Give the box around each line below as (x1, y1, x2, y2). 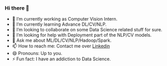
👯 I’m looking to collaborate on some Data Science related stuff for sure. (12, 27, 162, 33)
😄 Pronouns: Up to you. (12, 50, 63, 56)
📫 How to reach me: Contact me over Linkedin (12, 43, 110, 49)
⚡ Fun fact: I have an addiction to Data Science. (12, 56, 111, 62)
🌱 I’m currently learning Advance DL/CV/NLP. (12, 21, 107, 27)
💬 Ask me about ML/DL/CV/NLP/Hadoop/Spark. (12, 37, 112, 43)
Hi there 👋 (5, 5, 30, 12)
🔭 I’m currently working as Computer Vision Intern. (12, 16, 117, 22)
